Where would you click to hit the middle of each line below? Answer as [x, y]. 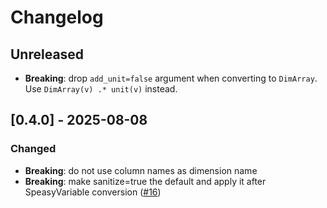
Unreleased [47, 54]
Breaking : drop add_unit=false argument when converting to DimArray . [171, 78]
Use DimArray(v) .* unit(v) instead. [101, 89]
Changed [33, 149]
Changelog [57, 17]
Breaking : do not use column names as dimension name [141, 170]
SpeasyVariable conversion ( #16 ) [93, 192]
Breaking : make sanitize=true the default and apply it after [145, 181]
